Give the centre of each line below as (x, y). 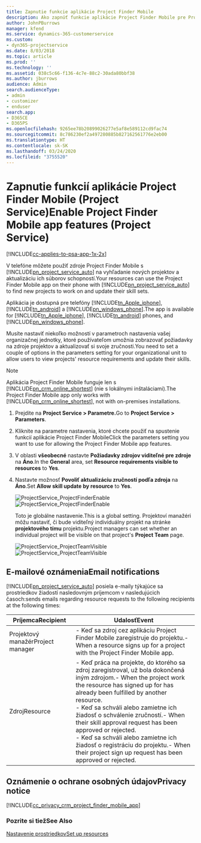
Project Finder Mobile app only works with (58, 395)
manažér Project (31, 641)
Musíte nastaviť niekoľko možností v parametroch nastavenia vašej (88, 334)
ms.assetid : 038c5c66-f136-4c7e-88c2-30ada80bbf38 (71, 73)
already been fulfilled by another (121, 692)
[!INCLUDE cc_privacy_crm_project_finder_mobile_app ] (73, 805)
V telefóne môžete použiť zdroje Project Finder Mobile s (75, 266)
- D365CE (17, 118)
